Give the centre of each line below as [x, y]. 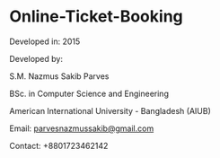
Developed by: [36, 58]
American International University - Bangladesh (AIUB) [110, 110]
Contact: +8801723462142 [59, 145]
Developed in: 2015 [45, 41]
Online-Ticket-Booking [96, 17]
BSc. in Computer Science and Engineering [89, 93]
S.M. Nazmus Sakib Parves [59, 76]
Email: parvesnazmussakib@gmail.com [82, 128]
